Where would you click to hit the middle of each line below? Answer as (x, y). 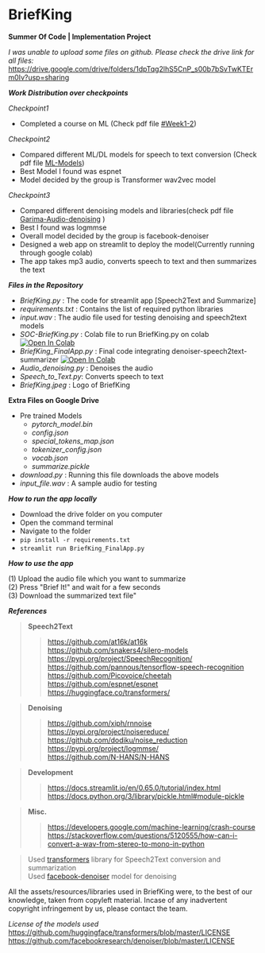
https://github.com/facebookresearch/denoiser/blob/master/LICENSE (122, 940)
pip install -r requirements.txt (75, 540)
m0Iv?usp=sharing (39, 77)
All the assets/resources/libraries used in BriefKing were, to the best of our (131, 891)
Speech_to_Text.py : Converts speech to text (92, 376)
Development (50, 772)
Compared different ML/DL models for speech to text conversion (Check (138, 154)
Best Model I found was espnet (70, 171)
